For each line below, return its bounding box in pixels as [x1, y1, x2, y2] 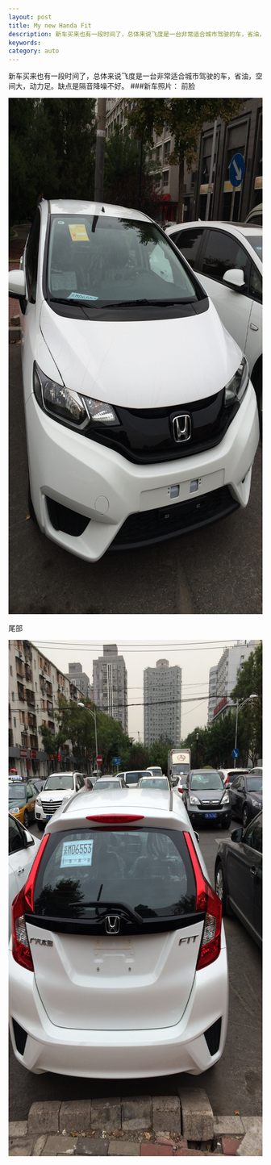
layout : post [8, 13, 52, 21]
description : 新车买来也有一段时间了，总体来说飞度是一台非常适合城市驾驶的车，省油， [8, 30, 266, 38]
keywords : [8, 39, 42, 47]
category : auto [8, 47, 60, 56]
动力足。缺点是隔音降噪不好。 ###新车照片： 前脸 [29, 81, 196, 91]
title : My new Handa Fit [8, 21, 92, 30]
